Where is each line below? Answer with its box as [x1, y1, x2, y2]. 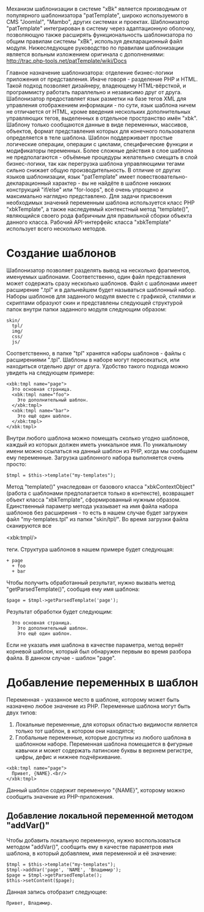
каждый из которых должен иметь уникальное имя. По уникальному [6, 440, 188, 448]
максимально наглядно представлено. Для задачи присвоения [6, 193, 172, 199]
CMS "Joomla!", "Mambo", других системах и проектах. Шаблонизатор [6, 18, 189, 25]
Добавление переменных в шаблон [6, 676, 199, 690]
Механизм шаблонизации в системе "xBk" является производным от [6, 6, 188, 12]
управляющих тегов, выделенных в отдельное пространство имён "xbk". [6, 114, 198, 122]
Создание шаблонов [6, 247, 117, 261]
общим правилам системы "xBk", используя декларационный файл [6, 38, 183, 45]
